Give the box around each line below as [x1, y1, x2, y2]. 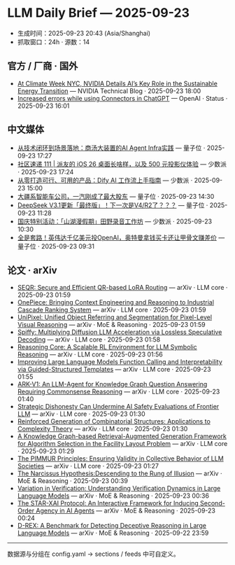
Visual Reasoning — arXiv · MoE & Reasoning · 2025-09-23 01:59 [17, 321, 206, 329]
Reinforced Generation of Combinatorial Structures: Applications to [17, 417, 211, 426]
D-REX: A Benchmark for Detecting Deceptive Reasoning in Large [17, 522, 207, 530]
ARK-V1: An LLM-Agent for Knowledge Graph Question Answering [17, 380, 208, 389]
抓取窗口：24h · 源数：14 [17, 37, 90, 46]
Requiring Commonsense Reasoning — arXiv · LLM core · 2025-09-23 [17, 387, 220, 396]
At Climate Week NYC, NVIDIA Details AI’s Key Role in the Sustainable [17, 79, 218, 88]
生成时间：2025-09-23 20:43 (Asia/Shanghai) [17, 29, 151, 37]
